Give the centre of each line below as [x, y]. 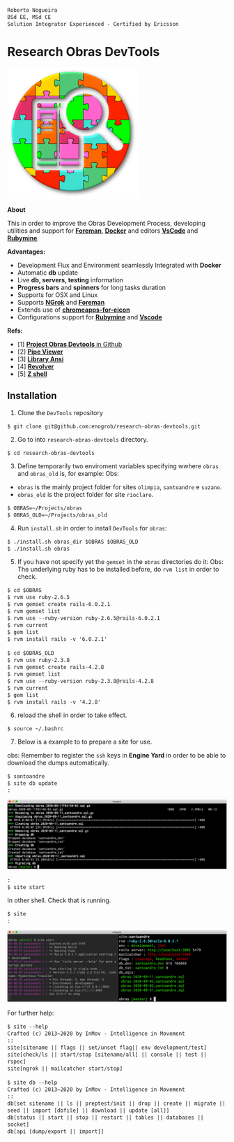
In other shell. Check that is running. [59, 900]
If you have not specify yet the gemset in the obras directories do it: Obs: [120, 561]
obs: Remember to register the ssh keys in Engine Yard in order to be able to [117, 755]
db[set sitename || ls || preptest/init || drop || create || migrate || [117, 1104]
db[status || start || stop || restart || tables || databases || [106, 1118]
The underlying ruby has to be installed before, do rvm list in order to [118, 569]
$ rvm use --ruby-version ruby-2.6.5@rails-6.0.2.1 [84, 618]
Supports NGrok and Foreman [61, 302]
